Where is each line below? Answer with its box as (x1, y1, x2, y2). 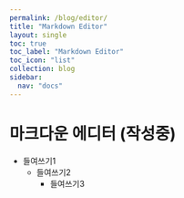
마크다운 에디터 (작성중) (9, 123, 176, 144)
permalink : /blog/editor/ (9, 13, 107, 23)
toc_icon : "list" (9, 56, 76, 65)
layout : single (9, 30, 67, 39)
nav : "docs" (17, 81, 64, 90)
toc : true (9, 38, 47, 48)
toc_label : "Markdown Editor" (9, 47, 125, 57)
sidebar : (9, 73, 43, 82)
